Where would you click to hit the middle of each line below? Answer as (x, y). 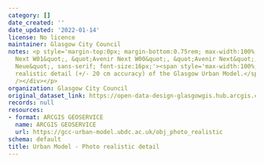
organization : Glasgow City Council (68, 88)
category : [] (29, 15)
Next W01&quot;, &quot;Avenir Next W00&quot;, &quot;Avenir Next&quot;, (137, 60)
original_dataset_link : (47, 96)
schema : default (35, 139)
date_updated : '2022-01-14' (54, 30)
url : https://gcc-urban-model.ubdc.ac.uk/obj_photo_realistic (119, 132)
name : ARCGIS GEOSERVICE (56, 125)
